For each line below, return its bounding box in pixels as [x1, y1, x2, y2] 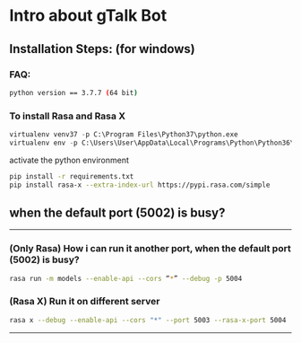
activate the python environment [9, 154, 130, 165]
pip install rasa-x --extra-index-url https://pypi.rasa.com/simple [9, 180, 271, 189]
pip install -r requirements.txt [9, 171, 134, 180]
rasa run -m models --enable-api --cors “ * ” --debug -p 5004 [9, 274, 243, 283]
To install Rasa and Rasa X [9, 110, 125, 122]
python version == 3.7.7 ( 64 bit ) [9, 88, 139, 97]
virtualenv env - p [9, 138, 78, 147]
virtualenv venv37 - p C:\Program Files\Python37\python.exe [9, 130, 239, 139]
